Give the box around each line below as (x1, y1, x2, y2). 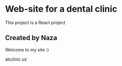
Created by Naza (5, 34, 57, 42)
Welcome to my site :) (5, 46, 49, 52)
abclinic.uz (5, 56, 27, 62)
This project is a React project (5, 20, 66, 25)
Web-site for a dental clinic (5, 3, 118, 15)
